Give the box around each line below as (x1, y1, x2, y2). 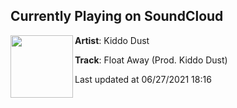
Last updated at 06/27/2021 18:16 (74, 73, 212, 85)
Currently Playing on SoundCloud (10, 8, 224, 25)
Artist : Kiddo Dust (74, 34, 150, 46)
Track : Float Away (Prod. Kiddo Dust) (74, 54, 228, 66)
